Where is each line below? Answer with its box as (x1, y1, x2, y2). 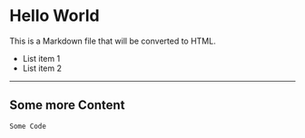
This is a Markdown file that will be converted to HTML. (9, 35, 216, 46)
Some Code (9, 122, 47, 131)
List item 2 (22, 63, 62, 74)
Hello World (9, 5, 100, 26)
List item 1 (22, 53, 61, 64)
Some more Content (9, 97, 125, 113)
